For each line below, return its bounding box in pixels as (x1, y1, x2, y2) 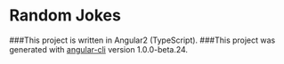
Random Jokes (9, 5, 122, 26)
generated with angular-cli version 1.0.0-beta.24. (9, 44, 189, 54)
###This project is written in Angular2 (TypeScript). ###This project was (9, 35, 276, 45)
